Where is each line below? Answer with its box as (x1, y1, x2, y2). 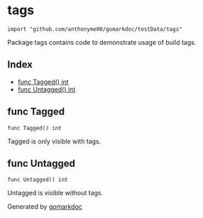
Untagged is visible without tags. (7, 189, 104, 197)
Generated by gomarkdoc (7, 202, 83, 211)
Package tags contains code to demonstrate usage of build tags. (7, 38, 197, 46)
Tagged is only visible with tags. (7, 137, 101, 146)
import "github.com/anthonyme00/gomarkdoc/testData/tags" (7, 26, 182, 33)
